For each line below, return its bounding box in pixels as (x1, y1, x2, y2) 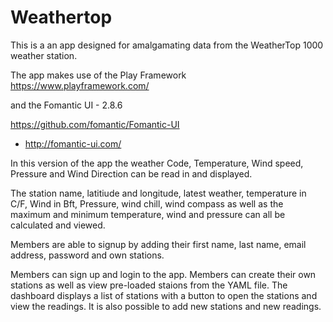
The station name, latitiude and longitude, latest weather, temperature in (10, 187, 307, 199)
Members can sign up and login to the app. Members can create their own (10, 268, 317, 280)
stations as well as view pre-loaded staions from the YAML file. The (10, 279, 288, 291)
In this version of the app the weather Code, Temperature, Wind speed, (10, 157, 304, 169)
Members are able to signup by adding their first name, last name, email (10, 238, 307, 250)
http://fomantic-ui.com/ (24, 137, 122, 150)
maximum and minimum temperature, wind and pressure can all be (10, 208, 286, 220)
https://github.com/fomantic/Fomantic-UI (10, 118, 180, 130)
